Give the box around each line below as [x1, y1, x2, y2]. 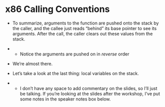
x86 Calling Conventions [5, 3, 110, 15]
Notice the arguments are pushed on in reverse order [19, 51, 129, 57]
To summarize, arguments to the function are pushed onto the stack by [12, 20, 159, 26]
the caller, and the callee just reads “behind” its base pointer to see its [12, 25, 157, 31]
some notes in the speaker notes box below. [19, 96, 111, 102]
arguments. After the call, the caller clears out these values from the [12, 30, 153, 36]
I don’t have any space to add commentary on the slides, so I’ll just [19, 85, 157, 91]
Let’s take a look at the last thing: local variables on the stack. [12, 70, 139, 76]
